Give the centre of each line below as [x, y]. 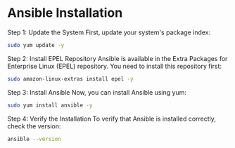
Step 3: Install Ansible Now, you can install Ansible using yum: [97, 92]
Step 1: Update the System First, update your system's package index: [109, 32]
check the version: [34, 126]
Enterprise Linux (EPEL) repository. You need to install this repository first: [115, 66]
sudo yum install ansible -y [50, 105]
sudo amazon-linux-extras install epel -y [70, 79]
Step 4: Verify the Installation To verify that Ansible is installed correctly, [112, 119]
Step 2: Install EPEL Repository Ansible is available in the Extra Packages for [118, 58]
